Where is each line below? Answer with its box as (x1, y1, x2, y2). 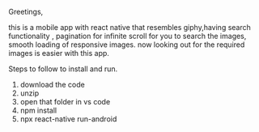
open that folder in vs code (19, 97, 111, 106)
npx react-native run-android (19, 114, 117, 124)
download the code (19, 80, 85, 89)
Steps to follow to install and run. (8, 64, 118, 74)
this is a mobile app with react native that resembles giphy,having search (8, 23, 251, 32)
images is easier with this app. (8, 49, 109, 57)
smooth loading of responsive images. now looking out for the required (8, 40, 245, 49)
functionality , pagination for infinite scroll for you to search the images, (8, 32, 247, 40)
